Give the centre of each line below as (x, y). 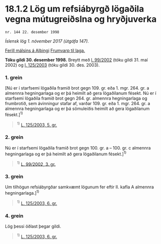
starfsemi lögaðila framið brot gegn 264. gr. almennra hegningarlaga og (76, 98)
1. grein (14, 77)
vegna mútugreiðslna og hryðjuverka (81, 19)
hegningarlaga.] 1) (22, 193)
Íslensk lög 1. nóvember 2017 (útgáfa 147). (47, 41)
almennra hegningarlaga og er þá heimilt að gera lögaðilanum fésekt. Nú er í (81, 93)
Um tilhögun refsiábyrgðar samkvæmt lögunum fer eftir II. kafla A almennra (80, 187)
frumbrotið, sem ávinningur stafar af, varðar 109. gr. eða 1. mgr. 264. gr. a (78, 104)
